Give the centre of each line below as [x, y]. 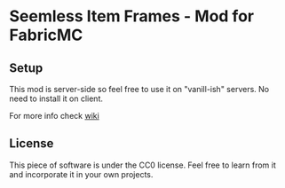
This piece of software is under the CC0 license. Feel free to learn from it [143, 165]
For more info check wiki [54, 116]
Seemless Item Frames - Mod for [132, 16]
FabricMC [46, 35]
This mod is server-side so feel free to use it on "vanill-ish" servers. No [139, 89]
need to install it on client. [56, 98]
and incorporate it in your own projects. [81, 174]
